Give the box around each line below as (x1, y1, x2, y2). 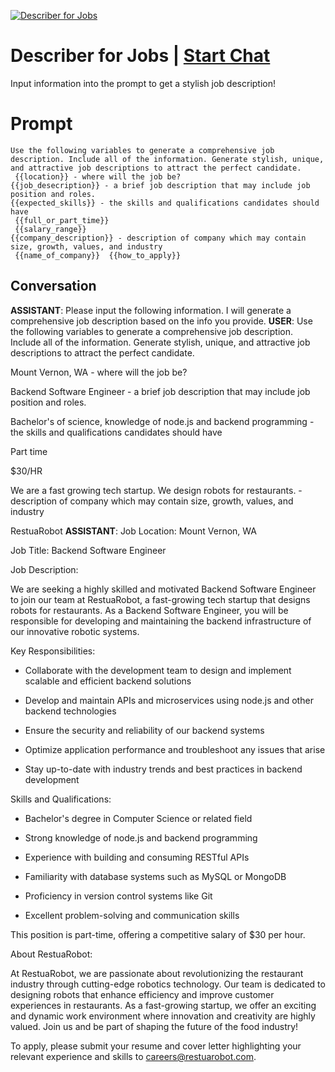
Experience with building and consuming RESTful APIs (24, 851, 250, 863)
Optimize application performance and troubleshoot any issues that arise (24, 743, 326, 755)
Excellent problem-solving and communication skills (24, 909, 240, 921)
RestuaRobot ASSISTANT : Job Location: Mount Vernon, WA (10, 525, 257, 537)
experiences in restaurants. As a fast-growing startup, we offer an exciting (10, 999, 317, 1011)
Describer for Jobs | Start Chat (10, 45, 271, 67)
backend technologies (24, 705, 117, 717)
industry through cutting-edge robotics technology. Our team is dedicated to (10, 978, 326, 990)
